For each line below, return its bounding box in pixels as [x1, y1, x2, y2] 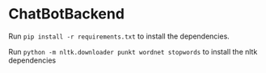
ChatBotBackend [8, 5, 125, 23]
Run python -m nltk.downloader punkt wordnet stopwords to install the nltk [8, 47, 258, 56]
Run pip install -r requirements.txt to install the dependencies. [8, 31, 230, 41]
